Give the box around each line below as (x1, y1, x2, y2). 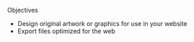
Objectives (7, 6, 39, 14)
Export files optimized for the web (17, 27, 116, 35)
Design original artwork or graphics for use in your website (17, 20, 188, 27)
